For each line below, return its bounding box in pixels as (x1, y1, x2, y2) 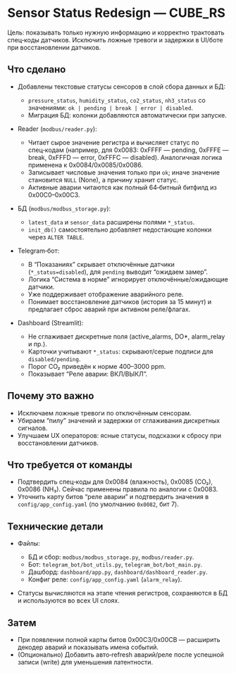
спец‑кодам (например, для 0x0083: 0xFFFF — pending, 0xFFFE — (27, 146, 229, 154)
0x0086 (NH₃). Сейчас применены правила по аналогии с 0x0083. (17, 485, 218, 493)
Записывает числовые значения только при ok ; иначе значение (27, 168, 221, 177)
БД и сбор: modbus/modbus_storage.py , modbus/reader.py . (27, 553, 194, 561)
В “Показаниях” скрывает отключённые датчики (27, 260, 175, 268)
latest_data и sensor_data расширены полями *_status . (27, 218, 195, 226)
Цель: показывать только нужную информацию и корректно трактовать (7, 28, 225, 37)
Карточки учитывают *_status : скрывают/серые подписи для (27, 347, 213, 356)
